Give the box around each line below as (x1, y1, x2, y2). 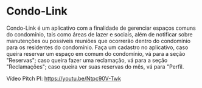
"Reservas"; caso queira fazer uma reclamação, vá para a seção (6, 56, 168, 64)
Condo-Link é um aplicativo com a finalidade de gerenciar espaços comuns (6, 24, 196, 32)
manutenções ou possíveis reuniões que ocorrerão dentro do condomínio (6, 37, 190, 44)
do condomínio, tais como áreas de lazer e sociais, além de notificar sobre (6, 30, 193, 38)
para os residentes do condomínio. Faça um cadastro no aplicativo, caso (6, 44, 189, 51)
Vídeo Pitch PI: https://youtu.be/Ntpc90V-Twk (6, 75, 122, 82)
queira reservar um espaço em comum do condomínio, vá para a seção (6, 50, 186, 57)
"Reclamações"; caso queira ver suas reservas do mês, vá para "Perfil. (6, 63, 184, 70)
